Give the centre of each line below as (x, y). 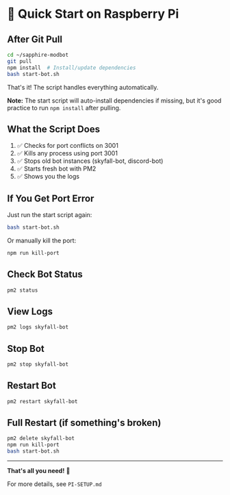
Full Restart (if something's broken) (84, 423)
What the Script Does (54, 129)
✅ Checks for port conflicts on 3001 (67, 146)
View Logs (30, 311)
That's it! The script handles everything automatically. (83, 87)
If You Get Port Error (51, 198)
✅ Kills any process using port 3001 (67, 153)
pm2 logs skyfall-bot (38, 327)
